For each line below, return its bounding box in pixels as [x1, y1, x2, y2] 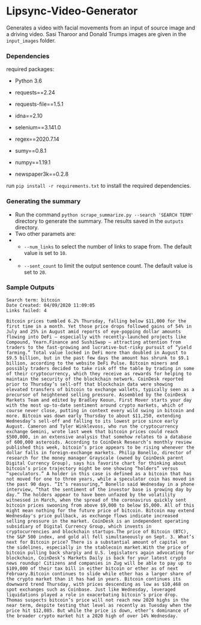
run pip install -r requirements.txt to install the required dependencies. [6, 182, 191, 189]
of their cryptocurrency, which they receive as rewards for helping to [6, 371, 192, 377]
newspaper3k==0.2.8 [14, 170, 69, 178]
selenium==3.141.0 [14, 124, 61, 131]
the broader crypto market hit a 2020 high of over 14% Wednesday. [6, 612, 179, 619]
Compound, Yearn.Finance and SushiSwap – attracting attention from [6, 339, 181, 345]
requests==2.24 [14, 89, 55, 96]
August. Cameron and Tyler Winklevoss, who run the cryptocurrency [6, 423, 179, 429]
